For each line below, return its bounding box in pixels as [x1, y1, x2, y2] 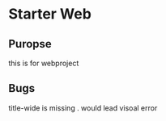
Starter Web [8, 5, 92, 23]
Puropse [8, 37, 53, 51]
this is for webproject [8, 58, 79, 68]
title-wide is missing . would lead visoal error [8, 102, 158, 113]
